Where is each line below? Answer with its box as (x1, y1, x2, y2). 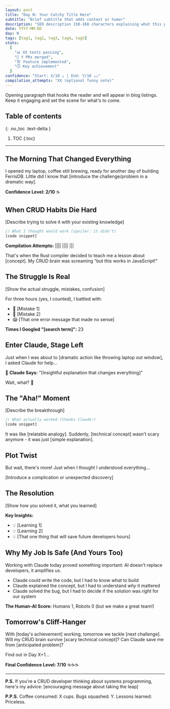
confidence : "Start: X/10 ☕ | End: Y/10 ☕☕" (5, 73, 101, 78)
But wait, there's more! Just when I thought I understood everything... (5, 464, 150, 470)
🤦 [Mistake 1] (12, 305, 40, 311)
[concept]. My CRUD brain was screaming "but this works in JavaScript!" (5, 258, 158, 264)
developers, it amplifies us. (5, 567, 62, 573)
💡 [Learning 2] (12, 528, 43, 534)
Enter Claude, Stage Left (5, 341, 84, 349)
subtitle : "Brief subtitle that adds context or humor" (5, 17, 125, 22)
